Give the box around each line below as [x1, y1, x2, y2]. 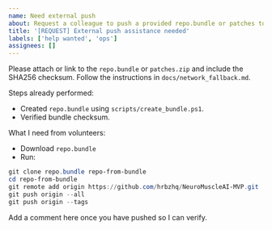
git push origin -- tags [8, 198, 89, 206]
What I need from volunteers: [8, 128, 106, 138]
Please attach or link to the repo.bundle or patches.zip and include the [8, 64, 244, 73]
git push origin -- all [8, 190, 85, 199]
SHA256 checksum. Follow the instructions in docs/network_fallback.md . [8, 73, 251, 82]
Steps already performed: [8, 88, 95, 98]
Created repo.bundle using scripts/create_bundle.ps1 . [19, 104, 204, 114]
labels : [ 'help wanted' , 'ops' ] [8, 34, 117, 43]
